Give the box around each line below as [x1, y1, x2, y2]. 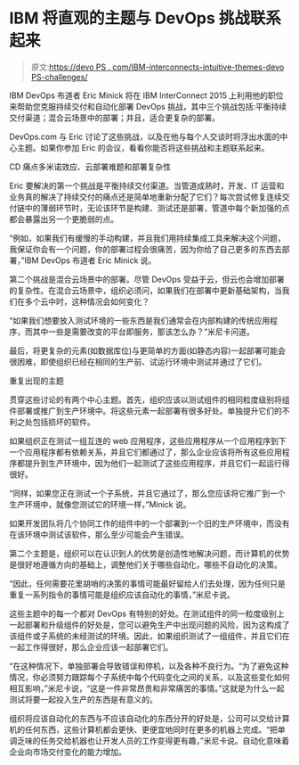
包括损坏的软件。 [32, 416, 95, 427]
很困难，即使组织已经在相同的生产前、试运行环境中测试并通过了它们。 [9, 356, 267, 366]
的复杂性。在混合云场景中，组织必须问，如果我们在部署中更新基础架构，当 [9, 284, 282, 295]
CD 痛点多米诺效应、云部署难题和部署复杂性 [9, 161, 172, 172]
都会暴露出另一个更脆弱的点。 [9, 213, 118, 224]
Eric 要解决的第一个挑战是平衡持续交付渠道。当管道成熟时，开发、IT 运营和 [9, 180, 285, 191]
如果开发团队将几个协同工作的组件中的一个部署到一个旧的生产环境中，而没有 [9, 518, 290, 529]
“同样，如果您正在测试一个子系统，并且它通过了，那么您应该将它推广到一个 [9, 488, 287, 498]
